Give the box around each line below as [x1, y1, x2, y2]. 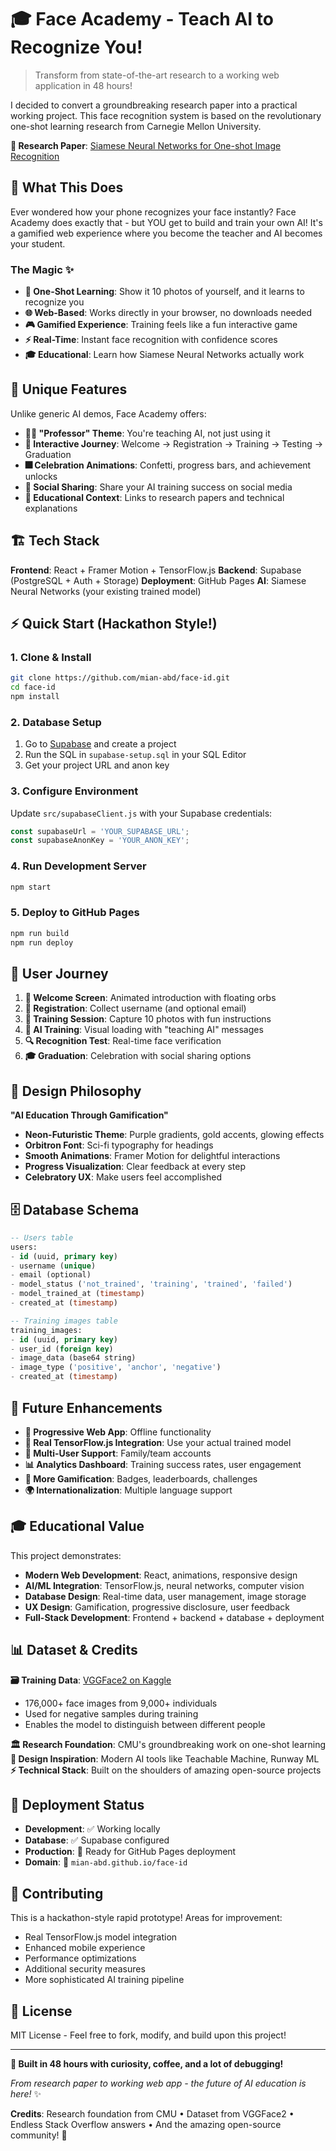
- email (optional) [10, 1270, 92, 1280]
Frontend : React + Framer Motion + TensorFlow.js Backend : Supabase [10, 564, 302, 576]
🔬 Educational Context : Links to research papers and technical [24, 491, 285, 503]
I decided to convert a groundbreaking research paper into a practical [10, 99, 298, 111]
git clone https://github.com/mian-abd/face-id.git [10, 673, 230, 683]
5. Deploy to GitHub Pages [10, 906, 140, 920]
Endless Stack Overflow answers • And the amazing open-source [10, 2118, 282, 2130]
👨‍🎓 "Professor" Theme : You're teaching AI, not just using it [24, 427, 271, 439]
